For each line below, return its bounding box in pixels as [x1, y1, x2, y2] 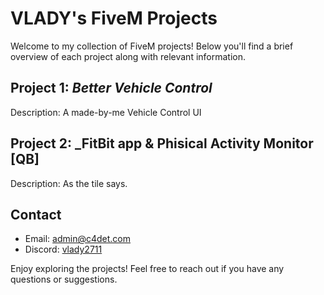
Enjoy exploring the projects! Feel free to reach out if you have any [10, 263, 285, 275]
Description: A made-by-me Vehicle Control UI [10, 106, 202, 118]
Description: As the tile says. [10, 177, 128, 189]
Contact [10, 206, 62, 223]
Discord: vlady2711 [24, 243, 103, 256]
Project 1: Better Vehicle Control [10, 80, 213, 97]
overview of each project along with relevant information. [10, 50, 247, 62]
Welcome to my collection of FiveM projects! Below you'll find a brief [10, 40, 294, 52]
